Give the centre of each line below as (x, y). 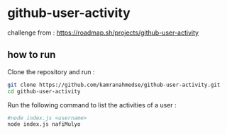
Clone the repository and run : (51, 71)
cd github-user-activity (44, 91)
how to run (32, 55)
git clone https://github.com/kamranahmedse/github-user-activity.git (114, 85)
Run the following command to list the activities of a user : (92, 105)
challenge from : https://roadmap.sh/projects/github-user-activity (103, 33)
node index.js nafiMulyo (44, 124)
